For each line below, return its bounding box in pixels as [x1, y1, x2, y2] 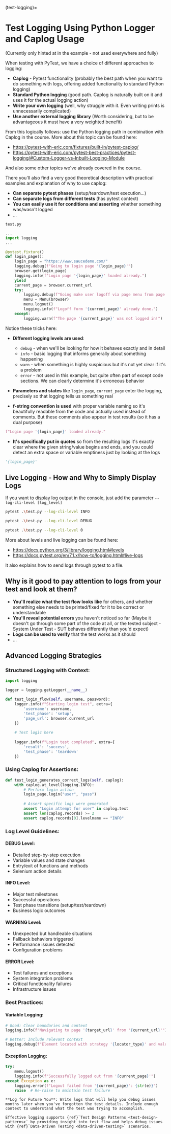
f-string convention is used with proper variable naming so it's [12, 403, 146, 409]
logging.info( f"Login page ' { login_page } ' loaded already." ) [14, 273, 147, 278]
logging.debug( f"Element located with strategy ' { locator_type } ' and [5, 1042, 156, 1047]
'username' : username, [23, 706, 72, 711]
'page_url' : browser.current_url [23, 716, 95, 721]
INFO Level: [5, 880, 31, 886]
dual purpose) [12, 419, 42, 425]
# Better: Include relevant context [5, 1037, 83, 1042]
